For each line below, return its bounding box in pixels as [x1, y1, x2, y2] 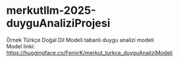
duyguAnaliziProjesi [6, 16, 110, 30]
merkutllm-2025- [6, 4, 96, 17]
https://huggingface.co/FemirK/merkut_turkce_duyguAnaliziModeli [6, 49, 173, 56]
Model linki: [6, 43, 35, 50]
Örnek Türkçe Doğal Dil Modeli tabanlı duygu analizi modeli [6, 36, 154, 43]
